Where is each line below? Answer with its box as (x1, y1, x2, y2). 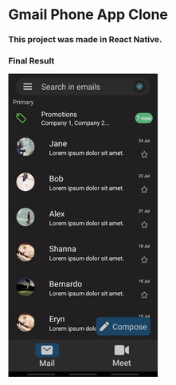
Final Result (8, 56, 55, 67)
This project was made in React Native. (8, 34, 162, 45)
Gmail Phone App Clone (8, 6, 169, 24)
